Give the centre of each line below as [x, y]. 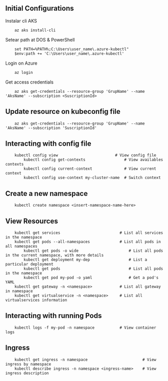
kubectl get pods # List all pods [93, 269]
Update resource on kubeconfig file [63, 112]
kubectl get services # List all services [89, 233]
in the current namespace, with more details [54, 255]
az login [24, 72]
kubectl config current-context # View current [90, 169]
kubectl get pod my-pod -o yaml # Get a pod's [91, 278]
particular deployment [29, 264]
